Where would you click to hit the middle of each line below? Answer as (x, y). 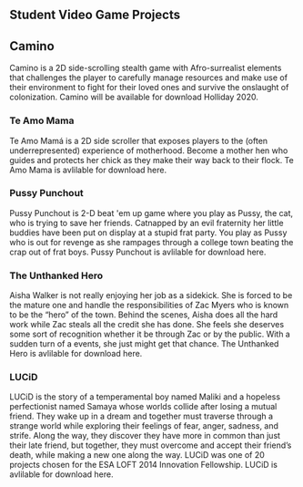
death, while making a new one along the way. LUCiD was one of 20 (137, 455)
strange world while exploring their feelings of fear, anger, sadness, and (144, 426)
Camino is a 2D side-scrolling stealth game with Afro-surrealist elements (146, 68)
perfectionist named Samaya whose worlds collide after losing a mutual (143, 407)
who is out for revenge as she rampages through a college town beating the (151, 242)
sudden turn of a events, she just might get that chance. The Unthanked (144, 344)
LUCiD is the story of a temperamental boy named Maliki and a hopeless (145, 397)
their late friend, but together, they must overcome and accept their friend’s (151, 445)
